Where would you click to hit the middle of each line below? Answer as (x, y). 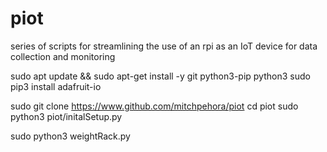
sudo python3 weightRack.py (70, 136)
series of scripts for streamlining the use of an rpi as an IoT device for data (164, 46)
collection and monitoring (63, 56)
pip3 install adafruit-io (56, 86)
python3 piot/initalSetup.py (66, 116)
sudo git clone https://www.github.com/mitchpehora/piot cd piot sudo (154, 106)
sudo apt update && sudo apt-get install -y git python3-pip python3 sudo (160, 76)
